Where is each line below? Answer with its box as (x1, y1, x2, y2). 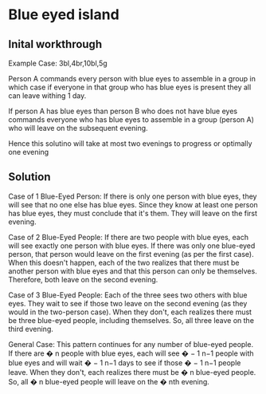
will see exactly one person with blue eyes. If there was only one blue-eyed (8, 241, 256, 250)
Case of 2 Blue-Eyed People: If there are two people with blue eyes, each (8, 232, 249, 242)
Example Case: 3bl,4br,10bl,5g (8, 58, 108, 68)
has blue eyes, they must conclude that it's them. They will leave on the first (8, 208, 257, 218)
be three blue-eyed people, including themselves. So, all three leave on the (8, 315, 255, 325)
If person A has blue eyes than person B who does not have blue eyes (8, 106, 237, 116)
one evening (8, 148, 49, 156)
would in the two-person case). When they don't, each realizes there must (8, 307, 252, 317)
